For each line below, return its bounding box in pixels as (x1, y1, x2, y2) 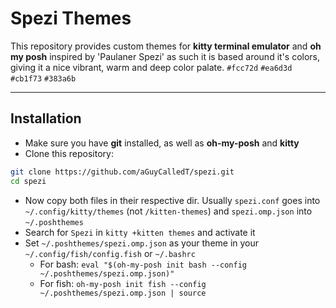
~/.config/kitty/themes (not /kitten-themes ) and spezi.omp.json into (24, 205, 313, 217)
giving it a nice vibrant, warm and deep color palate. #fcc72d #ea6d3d (10, 61, 293, 73)
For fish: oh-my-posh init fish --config (39, 277, 207, 289)
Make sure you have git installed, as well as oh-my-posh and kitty (24, 137, 300, 149)
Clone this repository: (24, 147, 114, 159)
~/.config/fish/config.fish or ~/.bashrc (24, 247, 196, 259)
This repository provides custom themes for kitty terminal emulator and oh (10, 40, 322, 52)
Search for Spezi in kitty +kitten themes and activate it (24, 226, 256, 238)
